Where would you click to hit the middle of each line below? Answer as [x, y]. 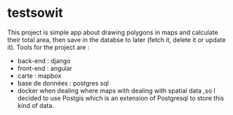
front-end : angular [45, 68]
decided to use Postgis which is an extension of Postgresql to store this [121, 98]
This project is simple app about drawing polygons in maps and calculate [113, 32]
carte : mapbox [39, 76]
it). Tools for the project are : [48, 47]
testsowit [35, 13]
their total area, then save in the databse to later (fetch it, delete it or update [116, 39]
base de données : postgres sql [63, 83]
